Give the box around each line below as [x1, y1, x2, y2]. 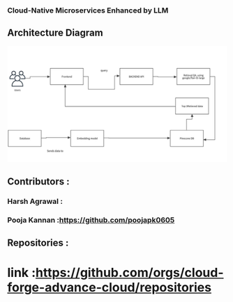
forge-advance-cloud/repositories [7, 279, 211, 295]
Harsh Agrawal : [7, 197, 63, 207]
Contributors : [7, 176, 70, 188]
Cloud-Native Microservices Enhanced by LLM [7, 6, 169, 15]
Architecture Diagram [7, 27, 103, 39]
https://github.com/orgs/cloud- [35, 264, 224, 280]
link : [7, 264, 36, 280]
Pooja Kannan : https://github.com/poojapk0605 [7, 215, 175, 225]
